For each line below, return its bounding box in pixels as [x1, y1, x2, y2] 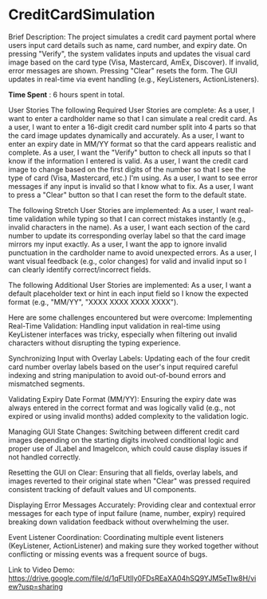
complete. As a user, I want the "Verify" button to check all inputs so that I [8, 148, 251, 157]
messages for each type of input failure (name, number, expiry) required [8, 508, 245, 518]
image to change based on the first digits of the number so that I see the [8, 164, 246, 174]
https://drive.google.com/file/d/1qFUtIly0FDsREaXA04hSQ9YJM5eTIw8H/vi [8, 573, 257, 583]
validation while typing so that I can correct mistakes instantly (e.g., [24, 214, 246, 223]
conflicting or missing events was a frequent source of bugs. [8, 549, 208, 559]
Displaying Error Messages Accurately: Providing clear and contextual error [8, 500, 257, 510]
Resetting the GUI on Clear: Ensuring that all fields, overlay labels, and [8, 467, 238, 477]
